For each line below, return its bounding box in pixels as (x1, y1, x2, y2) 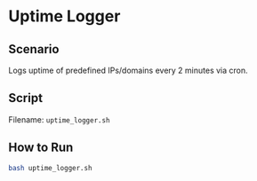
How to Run (8, 140, 74, 155)
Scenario (8, 42, 60, 57)
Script (8, 90, 44, 106)
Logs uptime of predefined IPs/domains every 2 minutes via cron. (8, 65, 248, 75)
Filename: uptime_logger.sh (8, 114, 110, 125)
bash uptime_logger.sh (8, 163, 92, 172)
